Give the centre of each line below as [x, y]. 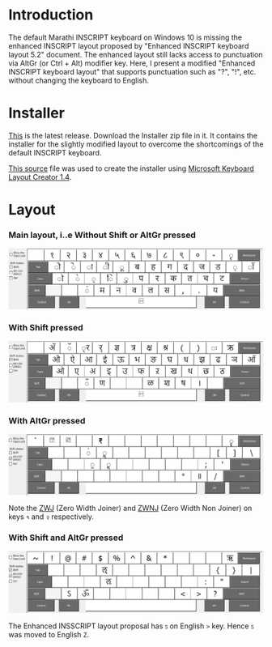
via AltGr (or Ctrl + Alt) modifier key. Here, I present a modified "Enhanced [132, 63]
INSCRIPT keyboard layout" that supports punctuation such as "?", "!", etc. [132, 71]
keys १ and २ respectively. [51, 517]
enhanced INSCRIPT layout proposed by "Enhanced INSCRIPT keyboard [129, 45]
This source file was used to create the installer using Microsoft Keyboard [132, 168]
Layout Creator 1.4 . [40, 177]
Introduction [51, 15]
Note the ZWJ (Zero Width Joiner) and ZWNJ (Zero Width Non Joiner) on [130, 509]
